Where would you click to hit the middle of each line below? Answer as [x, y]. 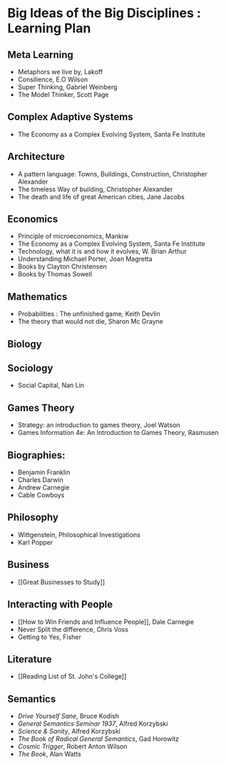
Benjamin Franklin [44, 472]
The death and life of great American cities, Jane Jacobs [101, 196]
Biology [25, 344]
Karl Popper [35, 542]
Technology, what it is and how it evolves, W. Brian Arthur [102, 251]
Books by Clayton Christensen [62, 266]
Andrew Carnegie [43, 488]
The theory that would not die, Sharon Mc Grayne [91, 321]
